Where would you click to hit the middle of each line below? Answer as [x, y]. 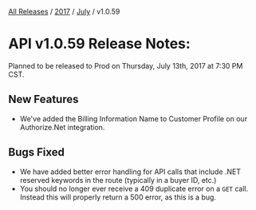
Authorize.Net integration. [62, 127]
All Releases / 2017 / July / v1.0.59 [64, 12]
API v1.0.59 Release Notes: [100, 44]
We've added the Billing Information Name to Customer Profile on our [134, 118]
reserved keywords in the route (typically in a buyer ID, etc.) [118, 180]
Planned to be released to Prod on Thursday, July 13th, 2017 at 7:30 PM [126, 65]
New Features [43, 99]
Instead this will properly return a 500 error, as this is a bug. [118, 197]
